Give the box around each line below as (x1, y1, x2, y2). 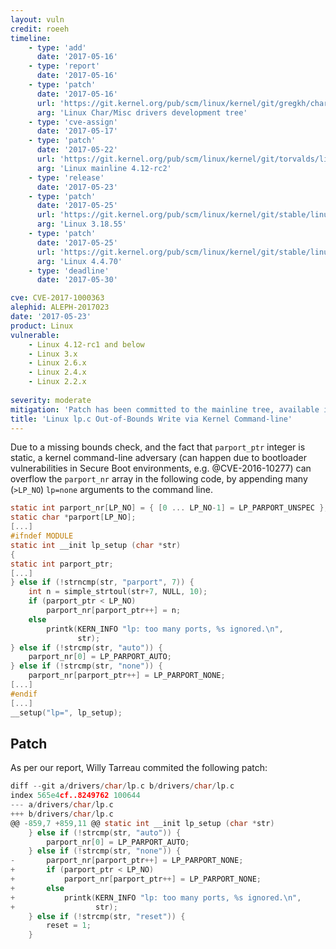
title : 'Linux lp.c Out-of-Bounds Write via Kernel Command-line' (10, 414, 293, 424)
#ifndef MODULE (10, 531, 74, 541)
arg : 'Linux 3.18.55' (36, 219, 128, 230)
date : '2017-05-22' (36, 145, 118, 155)
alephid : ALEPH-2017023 (10, 302, 110, 313)
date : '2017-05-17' (36, 126, 118, 136)
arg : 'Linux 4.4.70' (36, 256, 123, 266)
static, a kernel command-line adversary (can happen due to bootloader (10, 452, 307, 464)
